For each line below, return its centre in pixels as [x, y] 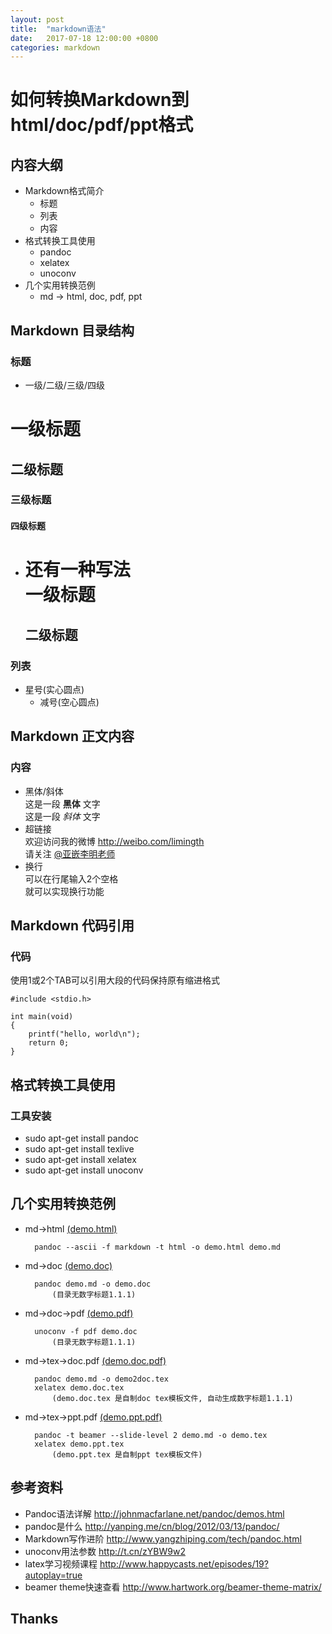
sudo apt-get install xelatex [80, 1159]
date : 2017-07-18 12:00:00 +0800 [84, 38]
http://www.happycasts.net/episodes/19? [184, 1563]
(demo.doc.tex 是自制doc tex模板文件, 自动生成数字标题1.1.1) [172, 1398]
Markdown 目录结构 [72, 330]
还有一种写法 [77, 570]
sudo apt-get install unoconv [84, 1170]
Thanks [34, 1618]
